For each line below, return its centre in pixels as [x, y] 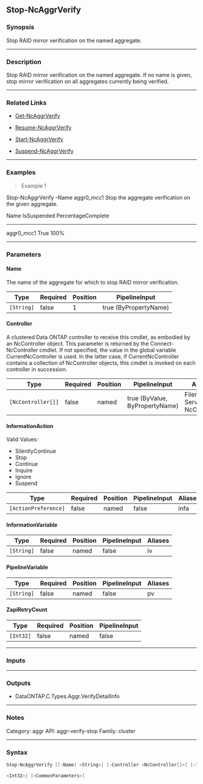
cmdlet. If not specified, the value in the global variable [108, 350]
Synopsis [20, 27]
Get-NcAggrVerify [37, 116]
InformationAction [30, 426]
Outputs [19, 683]
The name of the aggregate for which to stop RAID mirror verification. [93, 282]
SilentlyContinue [35, 451]
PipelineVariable [27, 567]
